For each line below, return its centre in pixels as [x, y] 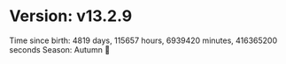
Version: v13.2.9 [71, 16]
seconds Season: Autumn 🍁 [60, 49]
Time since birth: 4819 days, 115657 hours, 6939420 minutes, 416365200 [143, 40]
